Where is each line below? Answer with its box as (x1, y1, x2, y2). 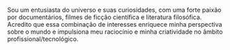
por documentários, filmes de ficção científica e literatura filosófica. (7, 13, 202, 21)
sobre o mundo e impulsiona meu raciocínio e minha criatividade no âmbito (7, 27, 223, 36)
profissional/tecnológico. (7, 35, 79, 43)
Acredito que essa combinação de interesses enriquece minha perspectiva (7, 21, 222, 28)
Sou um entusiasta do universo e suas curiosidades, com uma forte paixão (7, 6, 222, 14)
